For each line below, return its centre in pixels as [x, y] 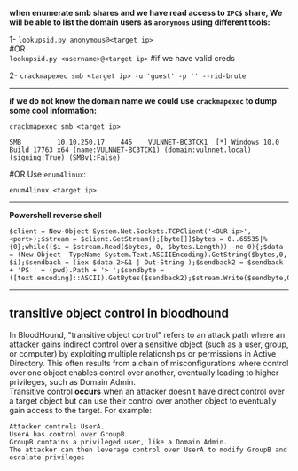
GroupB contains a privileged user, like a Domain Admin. [118, 442]
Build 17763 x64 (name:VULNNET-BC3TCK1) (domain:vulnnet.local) [130, 150]
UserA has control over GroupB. [69, 434]
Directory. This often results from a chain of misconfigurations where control [149, 363]
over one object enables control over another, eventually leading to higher [144, 373]
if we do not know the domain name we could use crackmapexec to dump [143, 101]
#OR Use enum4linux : [48, 174]
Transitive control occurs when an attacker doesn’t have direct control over [147, 391]
